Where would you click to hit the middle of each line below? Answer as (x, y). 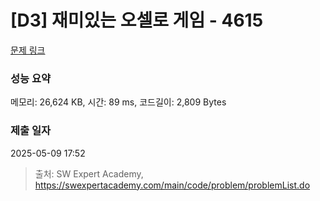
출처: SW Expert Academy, (89, 173)
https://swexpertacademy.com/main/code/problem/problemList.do (172, 185)
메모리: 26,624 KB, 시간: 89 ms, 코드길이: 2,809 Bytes (118, 102)
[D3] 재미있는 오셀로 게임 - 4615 (137, 20)
